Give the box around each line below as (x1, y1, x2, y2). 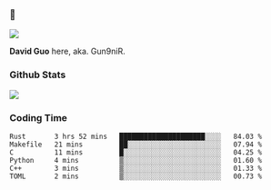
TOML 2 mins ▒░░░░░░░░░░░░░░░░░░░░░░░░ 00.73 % (9, 172, 262, 181)
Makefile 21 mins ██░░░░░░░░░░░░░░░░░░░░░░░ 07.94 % (9, 140, 262, 149)
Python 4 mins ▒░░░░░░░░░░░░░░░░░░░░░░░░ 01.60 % (9, 155, 262, 165)
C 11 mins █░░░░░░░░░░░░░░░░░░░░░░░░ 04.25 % (9, 147, 262, 157)
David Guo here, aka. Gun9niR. (9, 45, 125, 57)
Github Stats (9, 68, 66, 81)
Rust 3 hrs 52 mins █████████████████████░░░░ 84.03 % (9, 132, 262, 141)
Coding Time (9, 111, 68, 124)
